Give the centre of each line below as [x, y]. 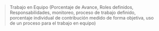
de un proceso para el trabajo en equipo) [53, 23]
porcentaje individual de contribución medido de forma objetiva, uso [82, 18]
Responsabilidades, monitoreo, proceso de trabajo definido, [73, 12]
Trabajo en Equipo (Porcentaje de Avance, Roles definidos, [72, 7]
